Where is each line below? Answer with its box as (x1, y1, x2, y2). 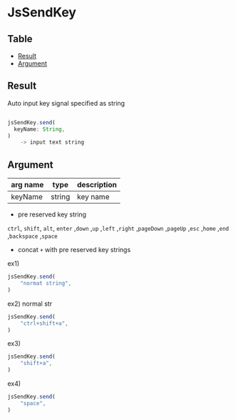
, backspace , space (7, 231, 58, 240)
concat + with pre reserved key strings (17, 246, 131, 254)
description (77, 180, 118, 190)
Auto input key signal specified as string (7, 99, 125, 107)
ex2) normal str (7, 299, 52, 308)
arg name (11, 180, 44, 190)
